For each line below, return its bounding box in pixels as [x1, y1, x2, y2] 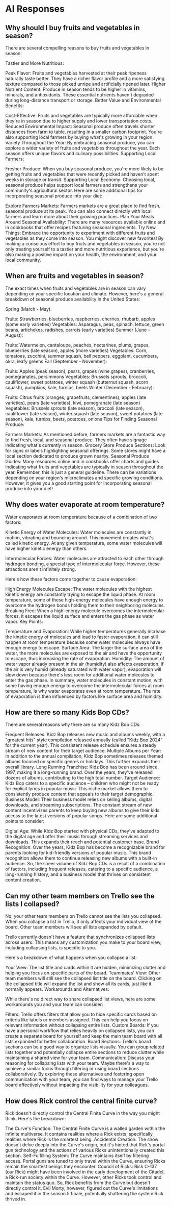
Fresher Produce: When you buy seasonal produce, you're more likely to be [5, 166, 164, 171]
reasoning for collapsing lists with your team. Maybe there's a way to [5, 1060, 150, 1066]
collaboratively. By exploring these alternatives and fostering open [5, 1071, 144, 1077]
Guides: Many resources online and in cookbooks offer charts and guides [5, 458, 159, 464]
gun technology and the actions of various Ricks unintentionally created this [5, 1147, 164, 1153]
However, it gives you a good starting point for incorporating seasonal [5, 480, 152, 486]
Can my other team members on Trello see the [5, 891, 155, 900]
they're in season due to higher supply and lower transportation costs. [5, 118, 153, 124]
